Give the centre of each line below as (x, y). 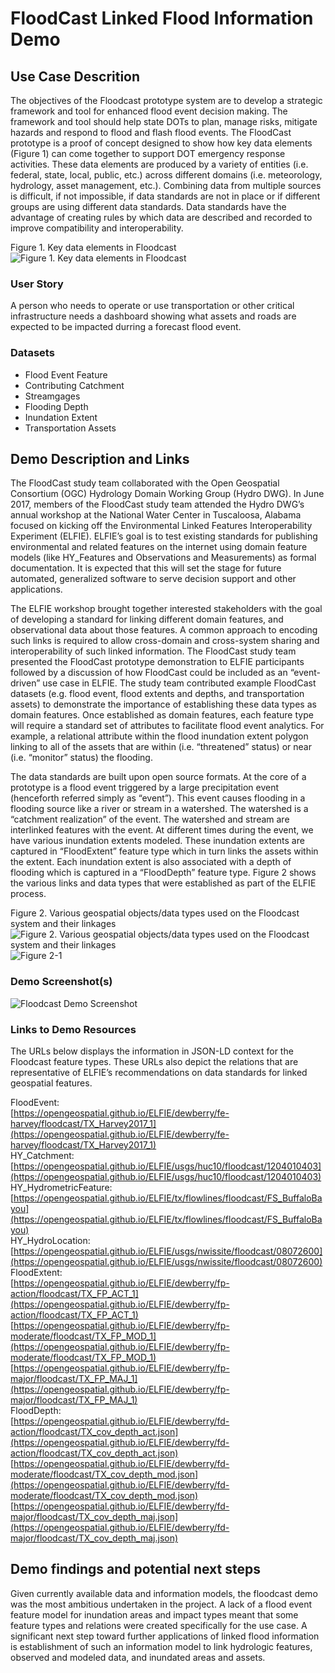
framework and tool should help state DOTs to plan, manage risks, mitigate (164, 121)
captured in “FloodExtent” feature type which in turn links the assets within (164, 851)
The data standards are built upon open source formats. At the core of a (158, 777)
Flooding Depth (56, 406)
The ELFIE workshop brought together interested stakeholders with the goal (166, 609)
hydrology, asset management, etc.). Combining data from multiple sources (166, 185)
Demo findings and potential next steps (135, 1569)
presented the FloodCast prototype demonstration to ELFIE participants (157, 662)
